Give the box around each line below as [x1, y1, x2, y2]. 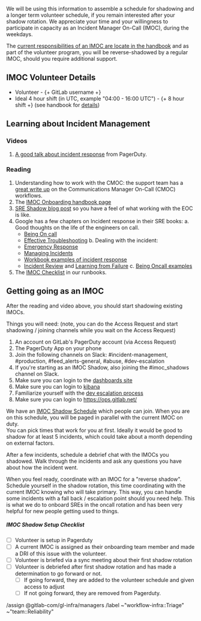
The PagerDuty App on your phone [14, 344, 102, 351]
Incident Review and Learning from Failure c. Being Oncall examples [23, 262, 193, 270]
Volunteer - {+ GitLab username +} [14, 88, 101, 96]
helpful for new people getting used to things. [6, 507, 119, 514]
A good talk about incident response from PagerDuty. [14, 150, 147, 158]
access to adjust [23, 583, 65, 590]
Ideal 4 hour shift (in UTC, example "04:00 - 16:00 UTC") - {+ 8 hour [14, 94, 185, 102]
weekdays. [6, 31, 33, 38]
